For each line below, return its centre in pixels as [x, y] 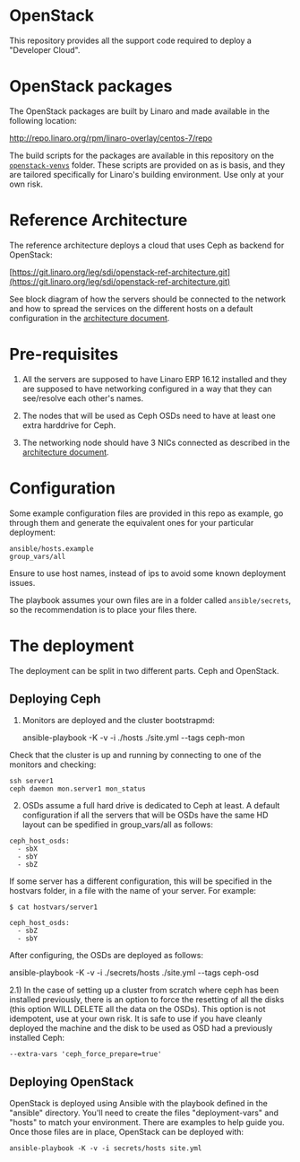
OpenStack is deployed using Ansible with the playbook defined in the [139, 1104]
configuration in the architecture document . [90, 318]
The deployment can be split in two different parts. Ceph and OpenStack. [144, 670]
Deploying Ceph [55, 699]
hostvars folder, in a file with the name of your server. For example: [133, 891]
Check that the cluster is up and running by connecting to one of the [135, 756]
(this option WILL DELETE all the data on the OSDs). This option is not [137, 1009]
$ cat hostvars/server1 [54, 907]
